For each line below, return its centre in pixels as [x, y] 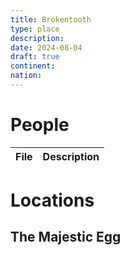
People [40, 125]
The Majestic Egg [66, 237]
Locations [52, 200]
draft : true [35, 57]
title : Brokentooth [51, 19]
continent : [33, 66]
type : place [35, 29]
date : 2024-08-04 [46, 47]
